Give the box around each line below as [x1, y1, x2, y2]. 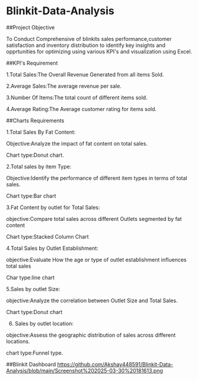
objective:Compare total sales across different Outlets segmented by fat [6, 215, 182, 222]
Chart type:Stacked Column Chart [6, 233, 89, 240]
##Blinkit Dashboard [6, 360, 56, 368]
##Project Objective [6, 24, 55, 31]
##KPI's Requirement [6, 59, 58, 66]
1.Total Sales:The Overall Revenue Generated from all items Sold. [6, 71, 164, 78]
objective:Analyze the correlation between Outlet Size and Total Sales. [6, 297, 178, 304]
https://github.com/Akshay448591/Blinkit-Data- [57, 360, 174, 368]
